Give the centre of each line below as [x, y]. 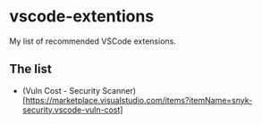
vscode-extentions [82, 17]
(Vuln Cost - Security [61, 90]
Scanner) [119, 90]
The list [30, 69]
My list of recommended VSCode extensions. [93, 41]
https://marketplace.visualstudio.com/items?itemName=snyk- [139, 100]
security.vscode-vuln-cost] [72, 110]
